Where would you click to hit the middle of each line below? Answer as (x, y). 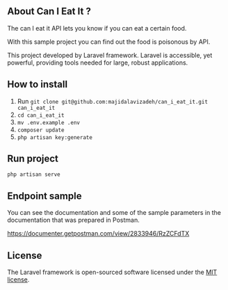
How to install (38, 84)
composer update (41, 130)
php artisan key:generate (55, 137)
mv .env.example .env (48, 122)
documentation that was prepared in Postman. (74, 220)
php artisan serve (34, 175)
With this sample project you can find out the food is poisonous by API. (109, 42)
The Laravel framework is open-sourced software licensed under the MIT (112, 272)
